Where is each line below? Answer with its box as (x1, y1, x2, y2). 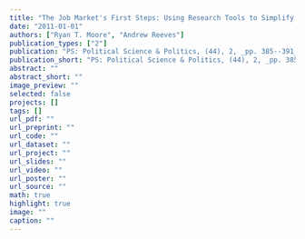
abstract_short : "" (9, 73, 84, 82)
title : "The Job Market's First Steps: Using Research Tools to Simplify (9, 13, 295, 23)
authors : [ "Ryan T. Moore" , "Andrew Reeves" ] (9, 30, 184, 39)
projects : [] (9, 97, 59, 107)
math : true (9, 191, 51, 200)
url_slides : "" (9, 156, 67, 166)
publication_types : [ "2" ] (9, 38, 107, 48)
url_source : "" (9, 183, 67, 192)
